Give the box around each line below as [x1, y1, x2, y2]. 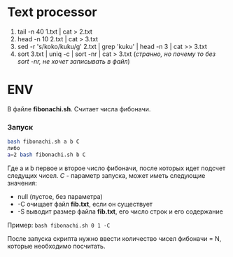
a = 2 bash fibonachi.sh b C [7, 151, 86, 158]
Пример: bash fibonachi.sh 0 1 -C [7, 221, 111, 229]
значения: [7, 179, 37, 187]
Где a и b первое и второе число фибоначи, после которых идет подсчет [7, 164, 226, 172]
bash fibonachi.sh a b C [7, 138, 80, 146]
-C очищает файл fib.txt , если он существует [17, 200, 153, 208]
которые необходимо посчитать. [7, 242, 106, 250]
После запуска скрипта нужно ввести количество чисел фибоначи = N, [7, 234, 222, 242]
